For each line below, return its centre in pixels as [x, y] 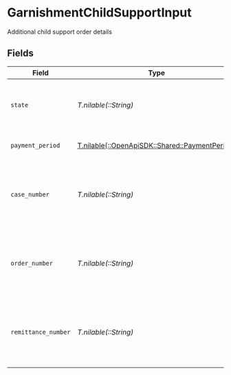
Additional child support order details [59, 32]
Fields [21, 53]
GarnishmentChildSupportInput [100, 13]
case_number [30, 194]
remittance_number [41, 332]
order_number [32, 263]
